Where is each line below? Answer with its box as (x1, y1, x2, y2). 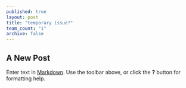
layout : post (6, 14, 39, 20)
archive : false (6, 31, 44, 37)
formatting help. (6, 75, 46, 82)
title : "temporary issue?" (6, 20, 73, 26)
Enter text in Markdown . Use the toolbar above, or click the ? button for (6, 68, 181, 76)
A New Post (6, 53, 51, 63)
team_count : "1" (6, 25, 46, 32)
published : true (6, 8, 46, 15)
